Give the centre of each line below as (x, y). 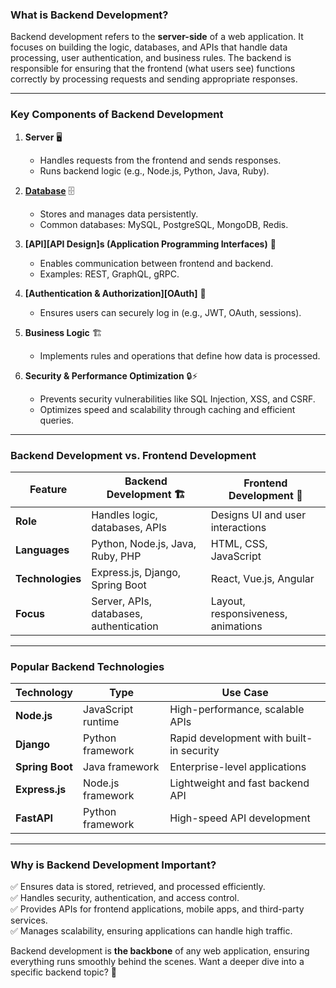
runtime (101, 722)
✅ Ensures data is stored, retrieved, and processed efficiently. (138, 887)
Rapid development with (226, 738)
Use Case (245, 693)
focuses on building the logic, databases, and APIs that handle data (149, 47)
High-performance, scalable (237, 710)
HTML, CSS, (239, 543)
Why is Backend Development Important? (113, 865)
